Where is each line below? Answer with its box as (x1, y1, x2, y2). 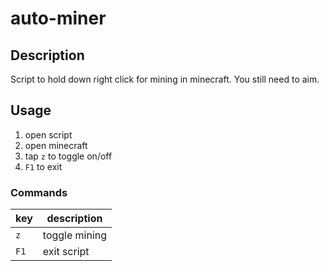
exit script (42, 245, 90, 259)
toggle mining (42, 228, 108, 242)
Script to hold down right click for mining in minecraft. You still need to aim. (10, 73, 320, 85)
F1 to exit (24, 160, 63, 172)
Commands (10, 185, 68, 199)
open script (24, 128, 73, 141)
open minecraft (24, 139, 88, 151)
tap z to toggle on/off (24, 150, 113, 162)
